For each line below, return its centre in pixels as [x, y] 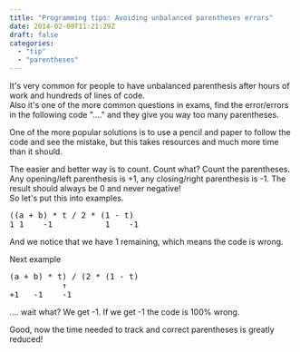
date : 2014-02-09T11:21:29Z [63, 26]
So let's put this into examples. [67, 198]
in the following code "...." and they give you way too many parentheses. [144, 115]
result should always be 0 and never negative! [95, 188]
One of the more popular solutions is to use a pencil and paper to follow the [150, 132]
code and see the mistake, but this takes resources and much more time [144, 142]
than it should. [36, 152]
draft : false [34, 34]
